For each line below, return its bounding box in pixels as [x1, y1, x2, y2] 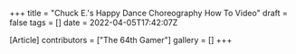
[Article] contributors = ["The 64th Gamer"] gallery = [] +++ [9, 35, 233, 45]
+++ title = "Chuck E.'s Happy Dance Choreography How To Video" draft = [9, 8, 288, 18]
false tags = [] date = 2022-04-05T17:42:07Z [9, 17, 178, 28]
